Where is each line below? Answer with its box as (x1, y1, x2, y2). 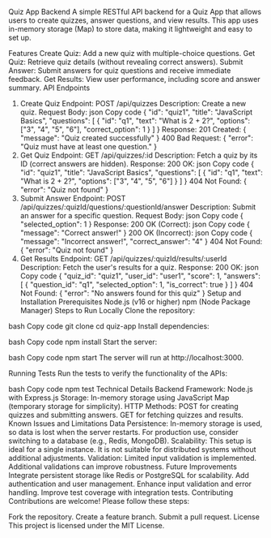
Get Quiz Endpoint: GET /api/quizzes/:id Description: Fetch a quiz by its (19, 150, 258, 160)
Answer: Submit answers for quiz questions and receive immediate (8, 66, 231, 75)
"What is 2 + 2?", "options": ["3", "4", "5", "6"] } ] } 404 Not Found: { (19, 176, 247, 186)
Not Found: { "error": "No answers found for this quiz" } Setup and (19, 288, 242, 298)
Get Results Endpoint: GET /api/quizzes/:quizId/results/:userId (19, 254, 227, 263)
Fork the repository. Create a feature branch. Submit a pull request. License (8, 512, 260, 522)
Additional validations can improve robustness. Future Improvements (8, 462, 237, 471)
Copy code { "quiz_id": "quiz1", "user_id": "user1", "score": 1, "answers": (19, 271, 261, 281)
